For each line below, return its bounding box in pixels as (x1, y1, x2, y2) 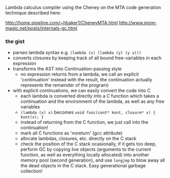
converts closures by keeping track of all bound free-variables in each (12, 55, 162, 61)
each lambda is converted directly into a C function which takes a (20, 93, 159, 99)
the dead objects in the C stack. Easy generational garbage (20, 163, 146, 169)
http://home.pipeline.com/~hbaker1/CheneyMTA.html (5, 20, 118, 26)
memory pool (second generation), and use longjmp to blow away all (20, 157, 165, 163)
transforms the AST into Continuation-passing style (12, 66, 122, 72)
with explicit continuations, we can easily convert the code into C (12, 87, 150, 94)
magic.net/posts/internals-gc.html (5, 25, 78, 31)
